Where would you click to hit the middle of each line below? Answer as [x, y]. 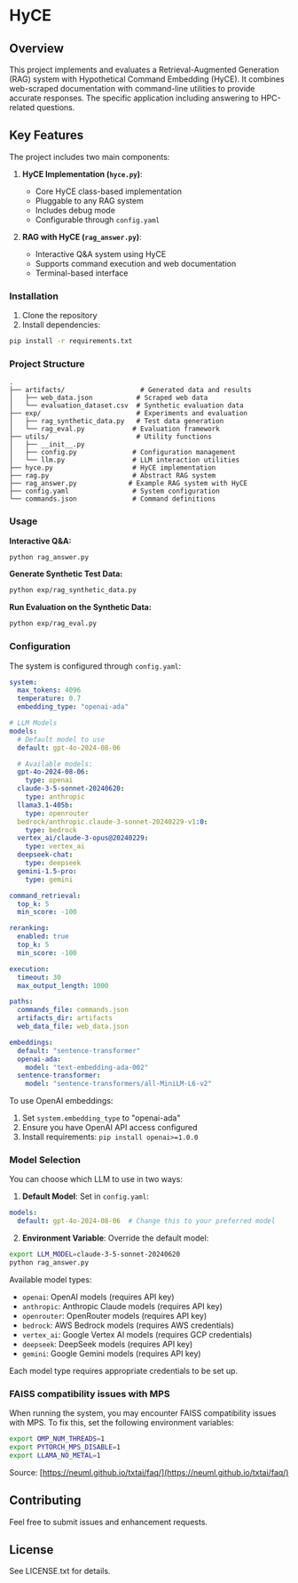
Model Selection [45, 1160]
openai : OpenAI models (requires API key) [98, 1297]
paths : [21, 1001]
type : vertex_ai [55, 847]
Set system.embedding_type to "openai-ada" [101, 1118]
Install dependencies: [61, 325]
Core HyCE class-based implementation [108, 191]
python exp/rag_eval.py [53, 623]
